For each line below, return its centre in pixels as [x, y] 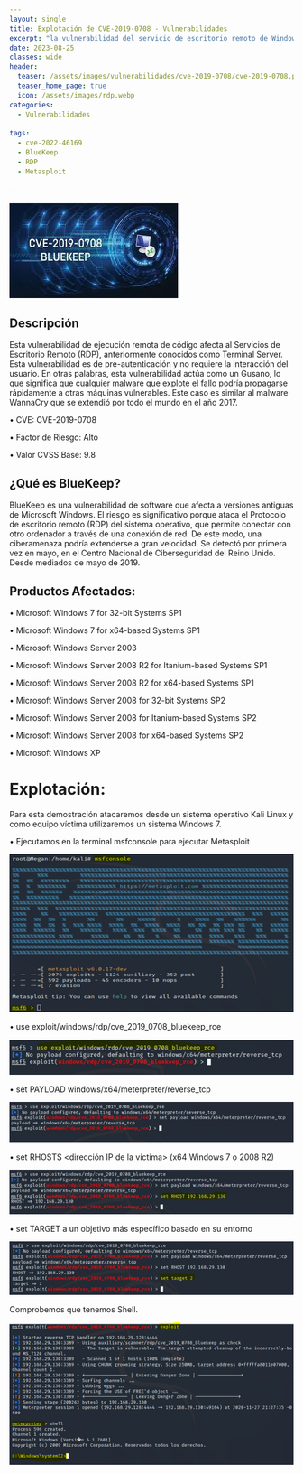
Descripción [44, 323]
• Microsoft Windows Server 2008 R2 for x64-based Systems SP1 [132, 683]
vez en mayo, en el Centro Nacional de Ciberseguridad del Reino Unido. [143, 553]
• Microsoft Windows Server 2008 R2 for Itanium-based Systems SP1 [138, 665]
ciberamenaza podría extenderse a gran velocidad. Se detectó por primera [148, 544]
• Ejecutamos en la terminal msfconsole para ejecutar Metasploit [130, 841]
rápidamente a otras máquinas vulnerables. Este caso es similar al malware [149, 393]
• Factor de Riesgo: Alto [54, 437]
